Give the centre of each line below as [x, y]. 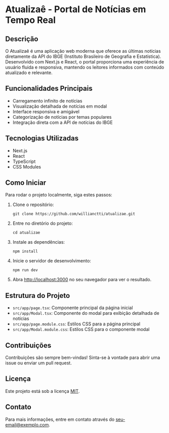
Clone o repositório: [33, 205]
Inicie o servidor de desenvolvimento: [52, 261]
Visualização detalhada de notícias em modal [60, 106]
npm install [25, 252]
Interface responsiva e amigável [46, 111]
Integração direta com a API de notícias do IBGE [62, 122]
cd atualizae [26, 233]
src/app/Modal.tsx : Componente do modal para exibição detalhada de [86, 313]
